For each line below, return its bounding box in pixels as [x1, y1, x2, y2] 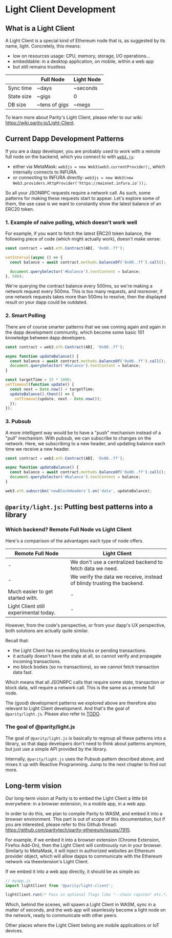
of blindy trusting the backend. [70, 579, 144, 586]
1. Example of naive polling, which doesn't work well [5, 219, 137, 226]
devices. [5, 928, 24, 934]
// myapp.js [5, 878, 31, 883]
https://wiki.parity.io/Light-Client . [5, 120, 75, 126]
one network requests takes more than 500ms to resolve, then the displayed [5, 294, 166, 300]
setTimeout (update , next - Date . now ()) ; [14, 396, 102, 401]
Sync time [8, 84, 32, 92]
